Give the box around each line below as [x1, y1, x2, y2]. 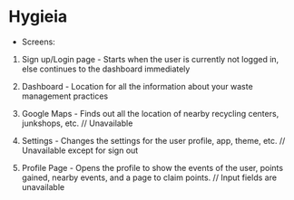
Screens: [21, 36, 55, 47]
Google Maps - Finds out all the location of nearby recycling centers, [21, 108, 279, 119]
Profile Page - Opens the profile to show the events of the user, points [21, 162, 283, 173]
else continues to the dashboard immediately [21, 63, 191, 74]
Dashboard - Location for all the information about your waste [21, 81, 253, 91]
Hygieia [8, 6, 68, 27]
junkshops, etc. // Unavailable [21, 118, 133, 129]
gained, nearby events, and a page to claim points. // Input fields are [21, 172, 278, 183]
